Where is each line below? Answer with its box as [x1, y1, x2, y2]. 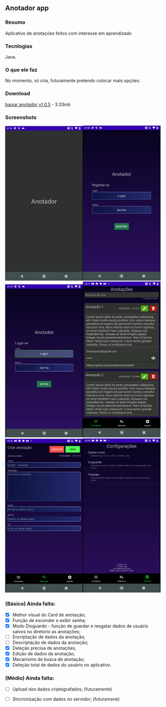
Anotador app [5, 4, 49, 12]
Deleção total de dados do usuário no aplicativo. [12, 662, 112, 668]
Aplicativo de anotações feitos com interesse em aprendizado [5, 30, 132, 36]
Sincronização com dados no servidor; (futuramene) [12, 696, 120, 702]
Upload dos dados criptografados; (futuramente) [12, 686, 113, 692]
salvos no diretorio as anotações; [12, 628, 81, 634]
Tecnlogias [5, 42, 33, 49]
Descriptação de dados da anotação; [12, 639, 88, 645]
